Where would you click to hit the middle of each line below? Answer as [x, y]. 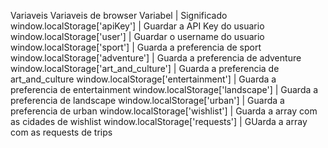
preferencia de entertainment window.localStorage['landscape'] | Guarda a [164, 89]
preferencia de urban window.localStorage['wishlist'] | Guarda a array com [164, 111]
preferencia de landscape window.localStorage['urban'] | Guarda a [147, 100]
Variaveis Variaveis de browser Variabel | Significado [119, 15]
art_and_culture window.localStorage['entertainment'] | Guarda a [143, 79]
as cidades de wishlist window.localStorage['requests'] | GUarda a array [159, 121]
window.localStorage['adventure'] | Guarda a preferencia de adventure [156, 58]
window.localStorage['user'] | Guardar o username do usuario [137, 36]
